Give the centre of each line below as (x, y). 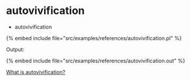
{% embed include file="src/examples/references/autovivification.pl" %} (94, 38)
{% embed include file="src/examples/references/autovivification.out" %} (95, 61)
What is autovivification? (36, 72)
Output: (15, 49)
